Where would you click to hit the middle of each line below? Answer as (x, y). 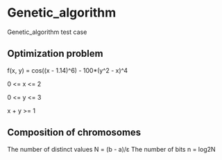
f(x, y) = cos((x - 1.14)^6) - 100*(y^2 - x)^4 (68, 70)
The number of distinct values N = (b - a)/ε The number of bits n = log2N (112, 149)
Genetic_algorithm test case (47, 32)
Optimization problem (55, 54)
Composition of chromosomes (74, 133)
